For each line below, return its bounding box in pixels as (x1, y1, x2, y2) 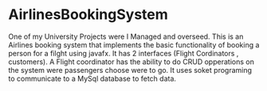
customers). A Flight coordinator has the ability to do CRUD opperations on (8, 57, 255, 66)
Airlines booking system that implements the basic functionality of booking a (8, 40, 260, 49)
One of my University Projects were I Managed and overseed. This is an (8, 32, 244, 41)
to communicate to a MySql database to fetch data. (8, 74, 177, 83)
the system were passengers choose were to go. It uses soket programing (8, 65, 253, 74)
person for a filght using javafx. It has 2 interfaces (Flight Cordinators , (8, 48, 239, 58)
